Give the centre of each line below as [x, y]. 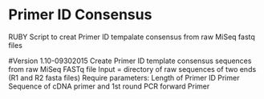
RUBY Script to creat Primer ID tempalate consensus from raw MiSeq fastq [132, 37]
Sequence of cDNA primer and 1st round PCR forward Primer [109, 86]
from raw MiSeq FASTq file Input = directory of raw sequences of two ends [132, 69]
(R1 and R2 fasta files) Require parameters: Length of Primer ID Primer [124, 77]
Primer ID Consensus [80, 15]
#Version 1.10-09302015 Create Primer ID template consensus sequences [130, 61]
